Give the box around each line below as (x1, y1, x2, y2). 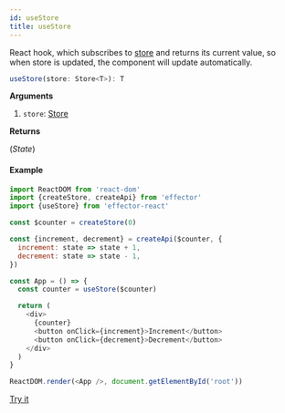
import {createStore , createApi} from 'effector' (9, 193, 203, 202)
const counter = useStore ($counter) (17, 284, 157, 294)
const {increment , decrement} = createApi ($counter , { (9, 234, 223, 244)
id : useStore (9, 13, 59, 23)
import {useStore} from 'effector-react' (9, 201, 170, 211)
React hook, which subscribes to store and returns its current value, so (9, 46, 277, 57)
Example (9, 164, 44, 175)
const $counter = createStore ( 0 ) (9, 218, 137, 228)
